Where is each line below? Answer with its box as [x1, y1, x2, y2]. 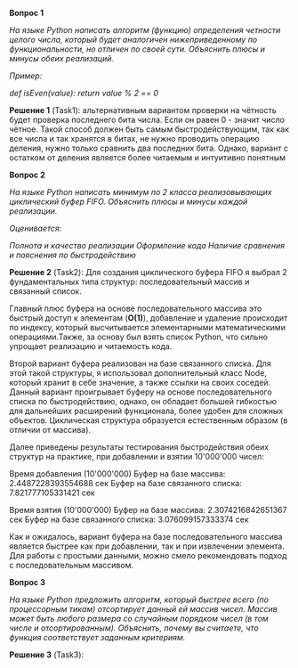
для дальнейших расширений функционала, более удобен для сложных [9, 405, 284, 416]
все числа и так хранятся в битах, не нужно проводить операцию [9, 134, 260, 143]
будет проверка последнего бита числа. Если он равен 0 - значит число [9, 115, 285, 125]
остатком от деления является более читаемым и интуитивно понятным [9, 152, 286, 163]
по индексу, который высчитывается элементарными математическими [9, 322, 286, 332]
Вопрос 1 [9, 8, 44, 18]
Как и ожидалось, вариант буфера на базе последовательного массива [9, 532, 283, 542]
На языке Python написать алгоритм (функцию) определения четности [9, 25, 281, 35]
